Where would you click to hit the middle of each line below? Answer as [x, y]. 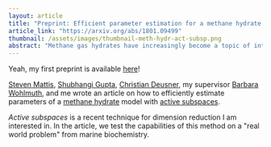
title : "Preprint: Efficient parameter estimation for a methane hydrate [135, 23]
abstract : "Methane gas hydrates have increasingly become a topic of [129, 46]
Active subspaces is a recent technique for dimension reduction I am [123, 117]
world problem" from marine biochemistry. [79, 135]
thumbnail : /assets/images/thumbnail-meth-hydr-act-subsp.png [115, 38]
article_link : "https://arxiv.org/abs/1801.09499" [95, 31]
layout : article [35, 16]
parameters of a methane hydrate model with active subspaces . [114, 102]
